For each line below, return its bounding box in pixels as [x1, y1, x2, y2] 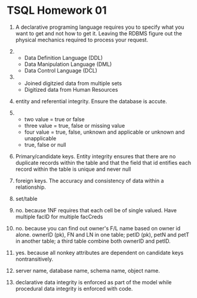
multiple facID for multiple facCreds [15, 213, 103, 220]
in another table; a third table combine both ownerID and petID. [15, 237, 171, 245]
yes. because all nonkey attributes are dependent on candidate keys [15, 249, 184, 256]
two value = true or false [24, 115, 85, 123]
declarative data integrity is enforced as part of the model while [15, 278, 172, 285]
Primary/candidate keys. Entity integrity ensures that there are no [15, 152, 176, 159]
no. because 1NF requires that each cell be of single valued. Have [15, 206, 177, 213]
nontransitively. [15, 255, 53, 263]
